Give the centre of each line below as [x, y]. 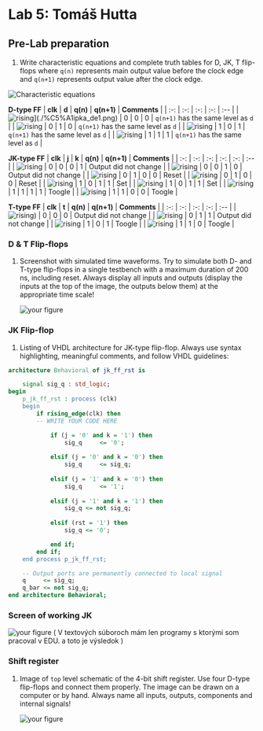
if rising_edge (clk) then [79, 413]
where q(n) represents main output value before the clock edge [141, 71]
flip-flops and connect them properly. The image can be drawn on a [129, 687]
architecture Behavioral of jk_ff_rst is [77, 370]
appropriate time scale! [57, 295]
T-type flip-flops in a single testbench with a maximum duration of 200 [134, 270]
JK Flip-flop [31, 330]
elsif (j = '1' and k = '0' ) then [106, 479]
